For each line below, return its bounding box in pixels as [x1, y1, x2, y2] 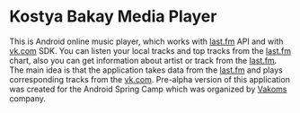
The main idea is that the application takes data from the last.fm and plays [9, 65, 283, 75]
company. [9, 92, 47, 104]
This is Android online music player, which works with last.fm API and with [9, 36, 284, 47]
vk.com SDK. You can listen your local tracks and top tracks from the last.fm [9, 45, 292, 56]
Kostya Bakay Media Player [9, 6, 217, 27]
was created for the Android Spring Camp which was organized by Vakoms [9, 83, 287, 94]
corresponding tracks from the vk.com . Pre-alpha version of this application [9, 74, 290, 84]
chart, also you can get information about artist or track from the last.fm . [9, 55, 278, 65]
